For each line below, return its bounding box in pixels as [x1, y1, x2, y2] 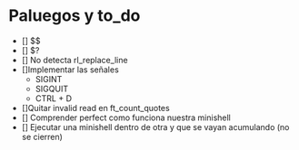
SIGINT [35, 73, 63, 84]
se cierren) [21, 131, 63, 142]
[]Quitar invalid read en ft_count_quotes [21, 102, 170, 113]
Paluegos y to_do [8, 5, 141, 26]
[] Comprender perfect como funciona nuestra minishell [21, 112, 231, 123]
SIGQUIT [35, 83, 69, 94]
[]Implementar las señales [21, 64, 119, 75]
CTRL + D [35, 92, 73, 104]
